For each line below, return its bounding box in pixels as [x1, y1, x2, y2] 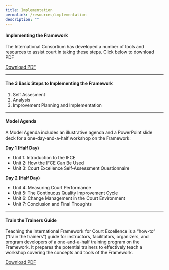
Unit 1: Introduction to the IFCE [12, 154, 76, 160]
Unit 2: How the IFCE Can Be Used [12, 160, 84, 166]
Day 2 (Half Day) [5, 175, 40, 181]
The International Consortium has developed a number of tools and [5, 43, 144, 49]
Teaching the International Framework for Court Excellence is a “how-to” [5, 228, 156, 234]
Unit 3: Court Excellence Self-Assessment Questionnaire [12, 165, 130, 171]
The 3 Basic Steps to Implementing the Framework [5, 80, 113, 86]
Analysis [12, 97, 31, 103]
